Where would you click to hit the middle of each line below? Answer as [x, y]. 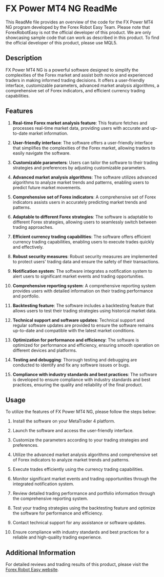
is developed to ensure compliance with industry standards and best [82, 379]
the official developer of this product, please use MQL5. [61, 42]
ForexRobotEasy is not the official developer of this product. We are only [78, 32]
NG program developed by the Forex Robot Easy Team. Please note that [78, 27]
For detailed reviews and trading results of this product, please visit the [77, 564]
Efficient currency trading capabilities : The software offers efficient [82, 237]
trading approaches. [33, 227]
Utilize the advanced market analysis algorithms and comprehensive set [85, 455]
